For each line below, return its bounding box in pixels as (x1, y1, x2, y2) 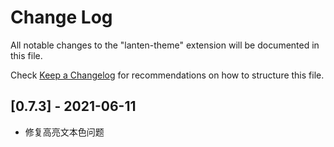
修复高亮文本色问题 (24, 126, 105, 138)
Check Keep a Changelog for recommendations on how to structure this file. (10, 69, 325, 81)
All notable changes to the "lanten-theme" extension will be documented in (10, 39, 320, 51)
